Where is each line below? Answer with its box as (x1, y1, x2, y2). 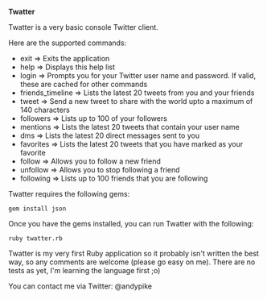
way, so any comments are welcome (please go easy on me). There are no (8, 257, 256, 267)
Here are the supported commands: (8, 38, 127, 48)
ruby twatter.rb (8, 235, 63, 243)
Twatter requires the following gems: (8, 189, 130, 198)
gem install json (8, 205, 67, 213)
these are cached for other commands (19, 80, 148, 89)
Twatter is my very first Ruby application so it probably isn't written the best (8, 249, 260, 258)
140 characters (19, 105, 70, 114)
